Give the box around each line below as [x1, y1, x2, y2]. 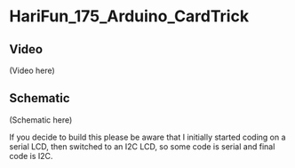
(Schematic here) [9, 114, 73, 125]
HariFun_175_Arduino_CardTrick [9, 6, 250, 27]
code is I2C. [9, 150, 53, 161]
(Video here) [9, 65, 55, 76]
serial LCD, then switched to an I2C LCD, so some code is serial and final [9, 140, 275, 152]
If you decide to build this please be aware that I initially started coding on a [9, 132, 286, 142]
